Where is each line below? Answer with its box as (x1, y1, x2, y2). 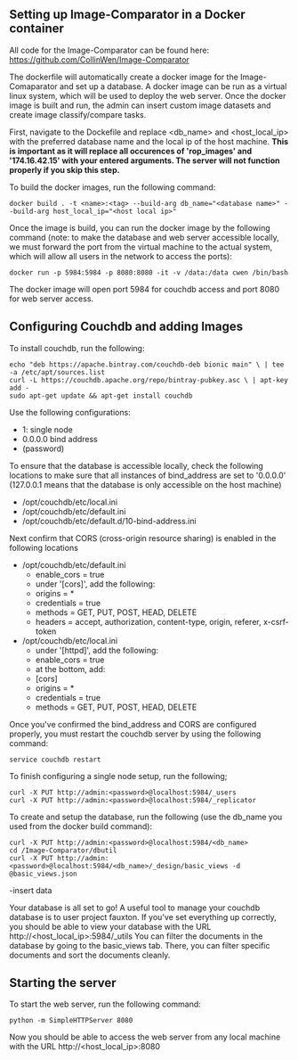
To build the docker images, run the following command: (9, 182, 216, 193)
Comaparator (9, 80, 58, 92)
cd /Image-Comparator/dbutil (9, 846, 117, 855)
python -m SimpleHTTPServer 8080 (9, 1016, 133, 1025)
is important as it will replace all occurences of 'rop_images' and (9, 145, 253, 156)
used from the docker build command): (9, 820, 153, 832)
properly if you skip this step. (9, 164, 120, 175)
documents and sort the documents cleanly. (9, 949, 171, 960)
